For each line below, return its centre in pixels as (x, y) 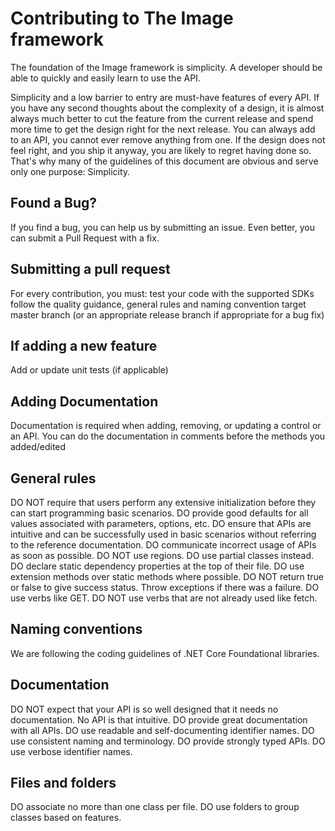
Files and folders (63, 783)
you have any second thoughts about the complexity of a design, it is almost (167, 108)
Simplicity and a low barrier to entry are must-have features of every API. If (165, 97)
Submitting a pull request (90, 269)
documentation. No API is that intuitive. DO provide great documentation (159, 719)
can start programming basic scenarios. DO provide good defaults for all (159, 513)
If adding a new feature (84, 345)
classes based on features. (66, 818)
